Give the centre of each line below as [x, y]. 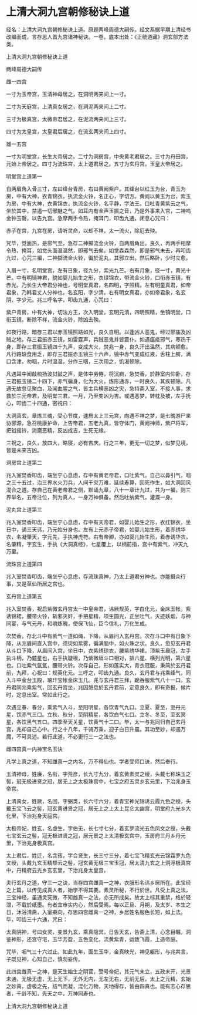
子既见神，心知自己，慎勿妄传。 [45, 959]
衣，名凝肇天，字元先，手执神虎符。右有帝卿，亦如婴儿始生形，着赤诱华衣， [98, 537]
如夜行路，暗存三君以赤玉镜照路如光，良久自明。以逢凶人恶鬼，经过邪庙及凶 [98, 332]
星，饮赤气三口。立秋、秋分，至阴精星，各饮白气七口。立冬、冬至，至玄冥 [96, 714]
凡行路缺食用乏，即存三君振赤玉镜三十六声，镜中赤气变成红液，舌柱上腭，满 [98, 354]
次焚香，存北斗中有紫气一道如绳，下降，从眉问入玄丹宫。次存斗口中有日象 [96, 636]
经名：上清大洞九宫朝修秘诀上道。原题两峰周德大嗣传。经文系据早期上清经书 [98, 29]
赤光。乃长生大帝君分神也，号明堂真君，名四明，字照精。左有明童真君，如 [96, 285]
